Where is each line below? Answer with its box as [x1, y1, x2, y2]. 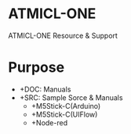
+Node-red [31, 117, 68, 127]
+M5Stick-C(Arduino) [31, 101, 101, 110]
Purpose [8, 58, 65, 76]
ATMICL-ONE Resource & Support [8, 31, 118, 40]
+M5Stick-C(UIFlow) [31, 110, 98, 119]
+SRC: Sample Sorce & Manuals [19, 92, 123, 102]
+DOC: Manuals [19, 84, 71, 94]
